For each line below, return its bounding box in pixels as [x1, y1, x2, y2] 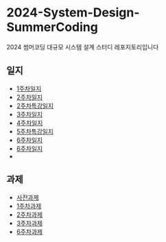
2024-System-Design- [6, 5, 140, 21]
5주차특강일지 [16, 127, 54, 135]
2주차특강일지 [16, 101, 54, 110]
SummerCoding [6, 19, 99, 35]
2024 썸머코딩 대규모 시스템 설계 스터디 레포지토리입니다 [6, 43, 159, 51]
